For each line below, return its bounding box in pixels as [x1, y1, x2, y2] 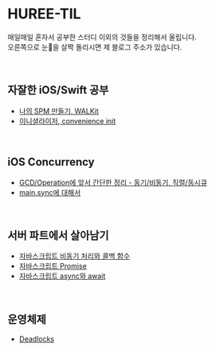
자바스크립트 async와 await [18, 271, 106, 281]
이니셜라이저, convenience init [18, 116, 116, 126]
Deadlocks [18, 334, 55, 344]
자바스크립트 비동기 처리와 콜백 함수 [18, 251, 131, 261]
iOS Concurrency [7, 155, 95, 169]
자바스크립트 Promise [18, 261, 87, 271]
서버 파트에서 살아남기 [7, 229, 109, 242]
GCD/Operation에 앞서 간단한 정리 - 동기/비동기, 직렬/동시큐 [18, 177, 208, 187]
